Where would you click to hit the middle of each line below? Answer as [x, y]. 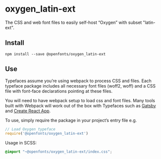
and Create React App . [28, 111]
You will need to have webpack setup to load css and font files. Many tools [80, 100]
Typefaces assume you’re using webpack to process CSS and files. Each [78, 81]
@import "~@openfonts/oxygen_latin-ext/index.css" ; [59, 152]
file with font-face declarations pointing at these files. [59, 91]
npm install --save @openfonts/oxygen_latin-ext [55, 54]
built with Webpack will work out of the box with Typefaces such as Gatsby [80, 106]
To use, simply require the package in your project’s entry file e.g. [71, 120]
